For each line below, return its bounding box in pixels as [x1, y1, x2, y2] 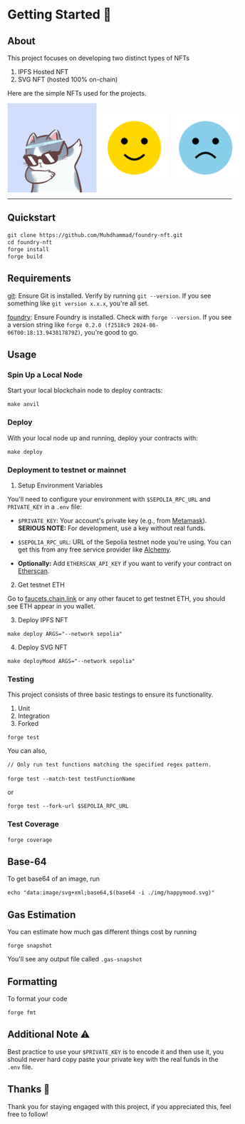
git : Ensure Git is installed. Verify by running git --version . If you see [7, 291, 212, 300]
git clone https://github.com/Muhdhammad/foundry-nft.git [7, 231, 183, 238]
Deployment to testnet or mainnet [7, 465, 127, 475]
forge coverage [7, 836, 53, 844]
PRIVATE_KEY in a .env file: [7, 502, 82, 511]
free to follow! [7, 1110, 48, 1118]
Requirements [7, 273, 71, 285]
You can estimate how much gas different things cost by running [7, 928, 197, 936]
